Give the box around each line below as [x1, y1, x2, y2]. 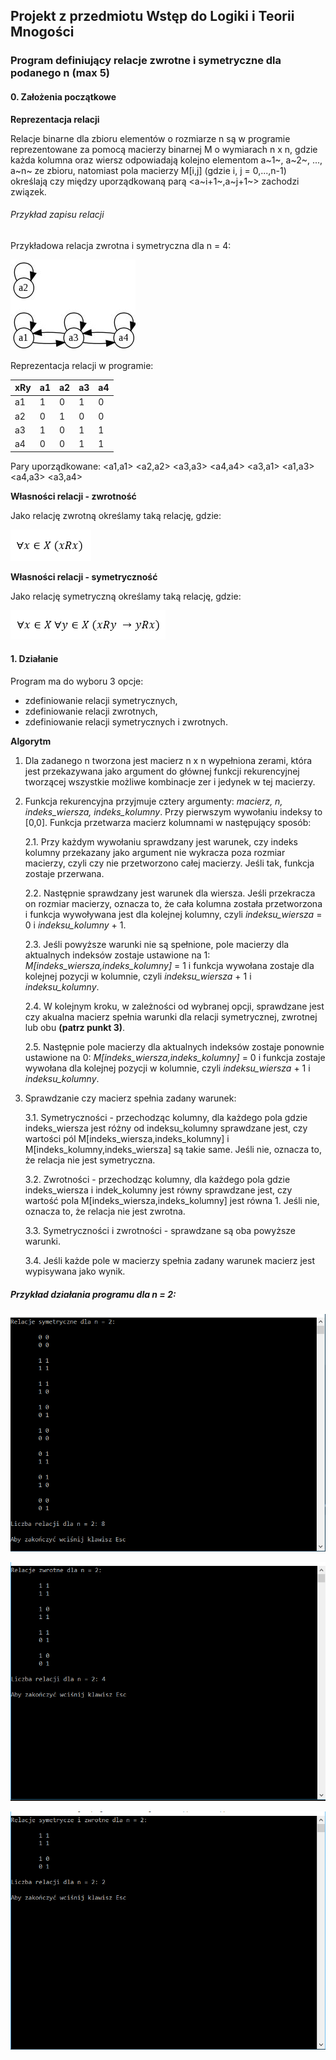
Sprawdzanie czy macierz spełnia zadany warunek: [24, 1092, 237, 1104]
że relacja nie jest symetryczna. [24, 1154, 156, 1166]
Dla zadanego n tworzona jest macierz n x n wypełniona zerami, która [24, 754, 313, 766]
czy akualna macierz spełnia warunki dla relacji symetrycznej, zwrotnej [24, 1010, 318, 1023]
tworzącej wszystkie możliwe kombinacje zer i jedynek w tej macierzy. [24, 775, 316, 788]
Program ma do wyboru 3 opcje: [10, 675, 144, 687]
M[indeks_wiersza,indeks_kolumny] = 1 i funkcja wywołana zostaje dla [24, 959, 315, 971]
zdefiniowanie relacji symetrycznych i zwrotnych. [24, 715, 228, 728]
